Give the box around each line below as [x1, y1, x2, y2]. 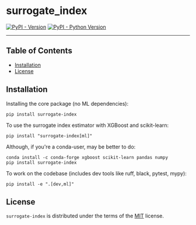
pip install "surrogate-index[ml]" [6, 133, 93, 139]
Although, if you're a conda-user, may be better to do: [6, 143, 136, 150]
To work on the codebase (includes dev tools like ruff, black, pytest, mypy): [6, 169, 187, 176]
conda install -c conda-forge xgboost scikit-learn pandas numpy [6, 154, 168, 160]
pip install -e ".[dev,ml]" [6, 181, 75, 187]
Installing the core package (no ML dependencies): [6, 100, 129, 107]
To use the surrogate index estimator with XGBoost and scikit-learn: [6, 122, 169, 129]
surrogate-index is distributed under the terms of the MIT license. [6, 212, 164, 220]
